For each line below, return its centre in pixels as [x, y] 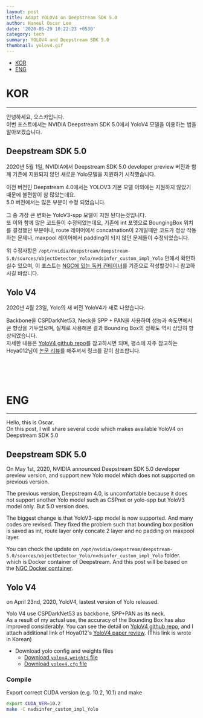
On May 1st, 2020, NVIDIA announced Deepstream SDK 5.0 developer [93, 469]
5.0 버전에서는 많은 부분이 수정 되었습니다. [56, 202]
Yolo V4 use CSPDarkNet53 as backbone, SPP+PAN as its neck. [86, 613]
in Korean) [19, 639]
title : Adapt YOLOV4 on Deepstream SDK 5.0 [62, 18]
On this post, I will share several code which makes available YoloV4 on [95, 429]
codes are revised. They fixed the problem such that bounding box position [100, 525]
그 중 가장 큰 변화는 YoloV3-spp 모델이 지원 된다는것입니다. [76, 215]
